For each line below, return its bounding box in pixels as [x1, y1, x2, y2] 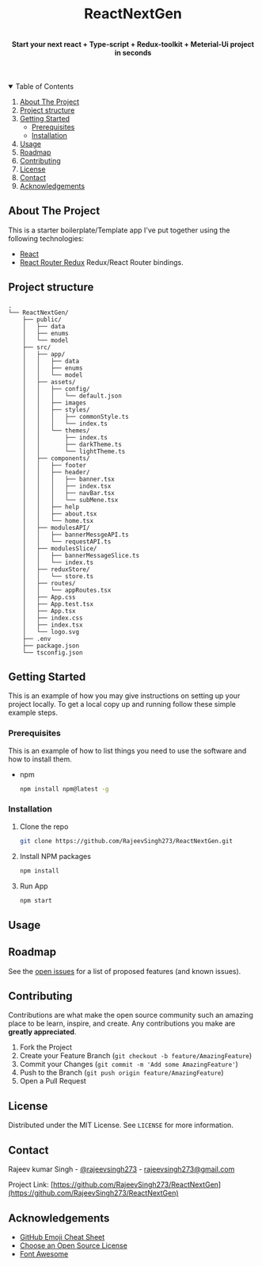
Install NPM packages [19, 851, 91, 861]
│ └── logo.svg [22, 627, 80, 635]
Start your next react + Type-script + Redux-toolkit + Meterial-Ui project [11, 39, 255, 48]
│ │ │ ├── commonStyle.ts [22, 412, 129, 420]
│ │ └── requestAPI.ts [22, 537, 112, 546]
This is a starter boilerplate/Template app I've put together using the [8, 225, 231, 235]
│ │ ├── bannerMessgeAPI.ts [22, 531, 129, 539]
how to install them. [8, 754, 73, 764]
